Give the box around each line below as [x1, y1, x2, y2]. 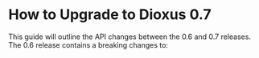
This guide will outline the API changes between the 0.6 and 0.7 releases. [8, 32, 252, 41]
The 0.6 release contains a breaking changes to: [8, 40, 169, 49]
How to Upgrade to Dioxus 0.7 [8, 6, 212, 24]
